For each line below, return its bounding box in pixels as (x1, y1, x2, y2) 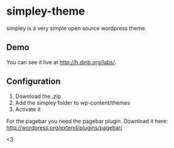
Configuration (6, 76, 61, 87)
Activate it (15, 105, 41, 113)
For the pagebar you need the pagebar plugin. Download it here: (6, 117, 169, 125)
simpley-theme (6, 4, 85, 18)
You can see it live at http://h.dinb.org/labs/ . (6, 58, 117, 65)
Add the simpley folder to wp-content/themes (15, 99, 130, 106)
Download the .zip (15, 92, 61, 100)
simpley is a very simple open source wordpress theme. (6, 24, 147, 32)
